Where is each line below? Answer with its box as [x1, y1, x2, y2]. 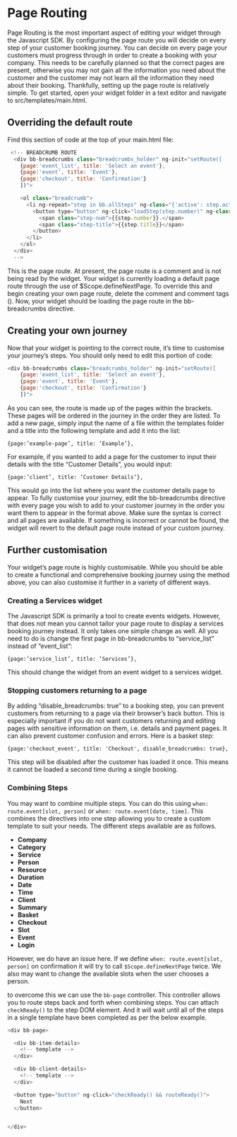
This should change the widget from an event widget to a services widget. [7, 668, 224, 676]
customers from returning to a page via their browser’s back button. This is [7, 709, 225, 717]
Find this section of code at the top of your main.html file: [7, 135, 174, 144]
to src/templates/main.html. [7, 96, 87, 104]
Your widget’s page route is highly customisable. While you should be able [7, 562, 224, 571]
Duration [17, 872, 44, 882]
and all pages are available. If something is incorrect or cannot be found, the [7, 516, 229, 524]
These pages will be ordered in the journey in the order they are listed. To [7, 411, 221, 420]
